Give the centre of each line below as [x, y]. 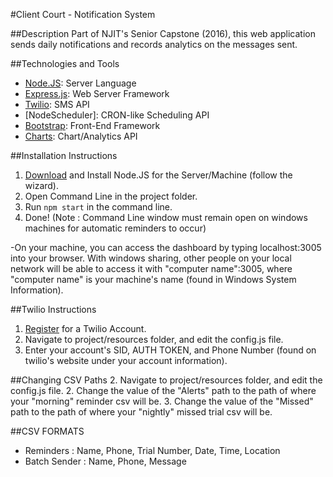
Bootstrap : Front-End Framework [92, 125]
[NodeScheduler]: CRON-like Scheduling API [117, 115]
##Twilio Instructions [53, 309]
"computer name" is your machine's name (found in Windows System [153, 279]
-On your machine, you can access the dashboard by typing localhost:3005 [166, 247]
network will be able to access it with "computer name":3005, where [151, 268]
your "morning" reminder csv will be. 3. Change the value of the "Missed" [162, 401]
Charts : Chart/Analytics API [81, 136]
